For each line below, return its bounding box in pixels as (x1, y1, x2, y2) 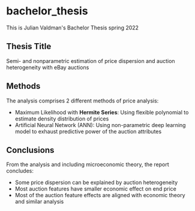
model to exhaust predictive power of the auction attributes (14, 128, 162, 135)
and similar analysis (14, 198, 64, 205)
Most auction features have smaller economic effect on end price (14, 185, 177, 192)
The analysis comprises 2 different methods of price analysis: (6, 97, 159, 104)
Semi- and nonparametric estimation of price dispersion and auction (6, 57, 175, 64)
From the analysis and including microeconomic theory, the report (6, 161, 169, 168)
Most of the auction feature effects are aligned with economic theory (14, 192, 185, 199)
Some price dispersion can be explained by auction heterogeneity (14, 179, 178, 186)
